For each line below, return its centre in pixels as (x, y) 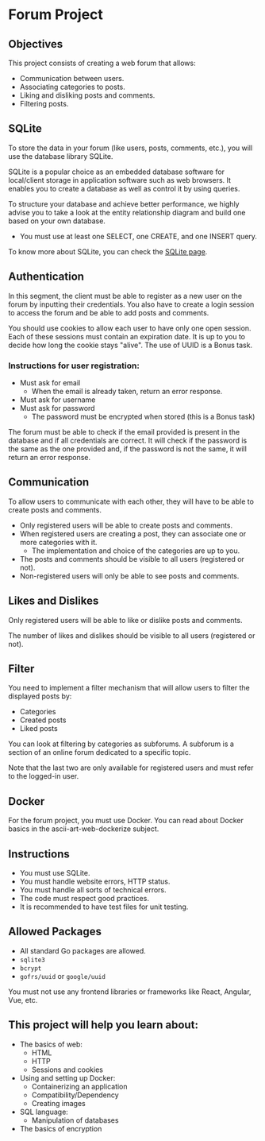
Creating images (58, 1103)
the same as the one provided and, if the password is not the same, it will (128, 449)
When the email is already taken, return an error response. (127, 391)
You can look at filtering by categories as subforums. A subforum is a (121, 744)
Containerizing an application (80, 1086)
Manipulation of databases (75, 1120)
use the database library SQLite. (61, 156)
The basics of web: (51, 1044)
